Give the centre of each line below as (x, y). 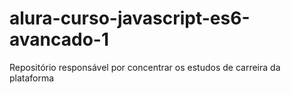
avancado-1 (59, 39)
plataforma (32, 78)
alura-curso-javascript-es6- (130, 18)
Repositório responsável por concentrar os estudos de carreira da (145, 67)
